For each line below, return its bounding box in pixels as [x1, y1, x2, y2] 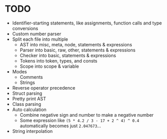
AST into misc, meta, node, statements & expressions [19, 41, 132, 47]
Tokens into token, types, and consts [19, 58, 98, 64]
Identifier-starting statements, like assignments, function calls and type [12, 20, 162, 26]
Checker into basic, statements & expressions [19, 52, 116, 59]
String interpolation [12, 128, 53, 134]
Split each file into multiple [12, 36, 68, 42]
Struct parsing [12, 90, 42, 96]
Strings [19, 79, 35, 86]
